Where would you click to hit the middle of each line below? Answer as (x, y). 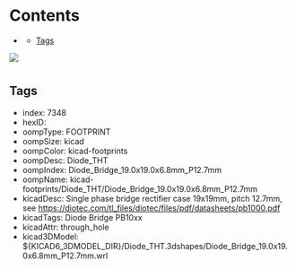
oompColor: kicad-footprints (75, 151)
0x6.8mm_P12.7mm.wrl (65, 256)
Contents (45, 16)
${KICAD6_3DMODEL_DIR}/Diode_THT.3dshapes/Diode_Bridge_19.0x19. (155, 246)
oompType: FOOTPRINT (66, 132)
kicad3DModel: (50, 236)
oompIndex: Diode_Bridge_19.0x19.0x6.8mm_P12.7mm (122, 169)
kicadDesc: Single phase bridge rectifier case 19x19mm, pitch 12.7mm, (152, 198)
